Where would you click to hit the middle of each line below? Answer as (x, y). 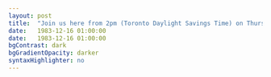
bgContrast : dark (38, 46)
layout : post (30, 16)
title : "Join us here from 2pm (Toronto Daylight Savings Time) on (126, 23)
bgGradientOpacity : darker (54, 53)
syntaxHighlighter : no (46, 61)
